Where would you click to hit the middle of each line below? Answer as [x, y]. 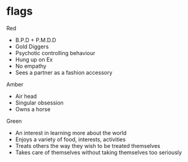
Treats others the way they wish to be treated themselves [88, 145]
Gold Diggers [32, 46]
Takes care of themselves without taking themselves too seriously [99, 152]
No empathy [31, 66]
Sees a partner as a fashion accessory [64, 72]
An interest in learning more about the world [71, 133]
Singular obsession [39, 103]
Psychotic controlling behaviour [55, 53]
